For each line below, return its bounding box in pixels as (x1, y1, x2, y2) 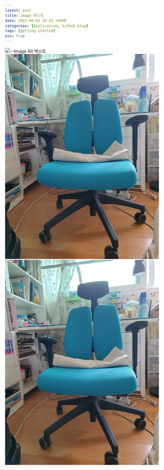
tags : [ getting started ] (5, 28, 56, 34)
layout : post (5, 8, 32, 13)
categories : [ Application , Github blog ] (5, 23, 89, 28)
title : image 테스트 (5, 13, 44, 18)
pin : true (5, 34, 25, 39)
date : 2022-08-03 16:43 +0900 (5, 18, 67, 23)
